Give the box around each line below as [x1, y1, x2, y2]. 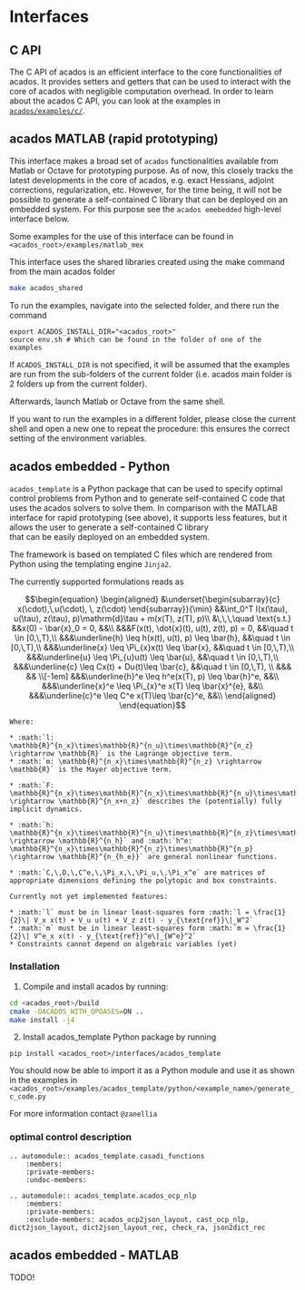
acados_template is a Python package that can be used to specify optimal [9, 483, 283, 494]
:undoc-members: [25, 1175, 88, 1185]
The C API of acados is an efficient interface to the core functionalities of [9, 66, 283, 77]
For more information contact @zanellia [9, 1109, 158, 1119]
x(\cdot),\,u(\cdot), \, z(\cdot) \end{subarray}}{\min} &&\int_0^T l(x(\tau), [16, 603, 289, 614]
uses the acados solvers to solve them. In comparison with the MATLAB [9, 502, 279, 513]
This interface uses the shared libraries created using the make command [9, 256, 286, 267]
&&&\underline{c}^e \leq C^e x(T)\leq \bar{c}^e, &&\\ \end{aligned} [28, 689, 277, 700]
